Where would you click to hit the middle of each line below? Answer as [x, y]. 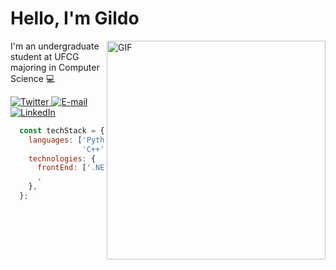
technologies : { [62, 158]
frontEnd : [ [61, 168]
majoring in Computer [55, 67]
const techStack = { [62, 130]
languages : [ [55, 140]
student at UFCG [45, 56]
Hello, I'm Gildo [75, 18]
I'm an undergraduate [55, 46]
